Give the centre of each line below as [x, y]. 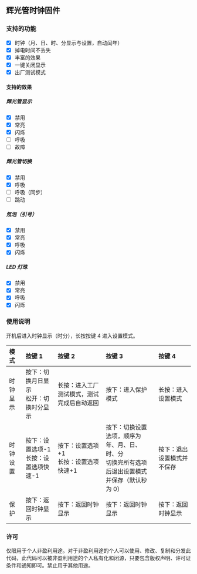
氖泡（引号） [21, 214]
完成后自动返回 [78, 403]
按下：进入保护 [126, 389]
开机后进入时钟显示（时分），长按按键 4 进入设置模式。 [72, 336]
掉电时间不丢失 [33, 50]
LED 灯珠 [17, 267]
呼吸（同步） [30, 192]
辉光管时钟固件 [33, 11]
